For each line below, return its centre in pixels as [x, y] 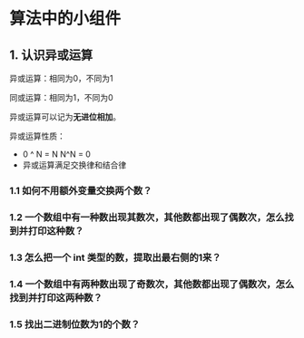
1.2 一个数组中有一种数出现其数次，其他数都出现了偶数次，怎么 [147, 217]
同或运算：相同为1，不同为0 [61, 97]
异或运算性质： [37, 136]
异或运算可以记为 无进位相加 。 [65, 117]
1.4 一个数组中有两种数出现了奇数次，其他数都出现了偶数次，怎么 [152, 284]
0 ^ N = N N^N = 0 [56, 154]
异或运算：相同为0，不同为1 [61, 78]
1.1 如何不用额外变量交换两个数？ [81, 190]
